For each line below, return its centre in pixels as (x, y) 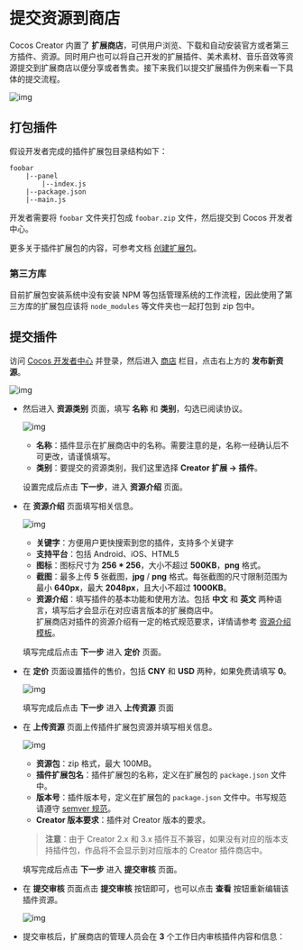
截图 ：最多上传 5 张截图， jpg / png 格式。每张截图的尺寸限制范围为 (161, 576)
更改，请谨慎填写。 (79, 456)
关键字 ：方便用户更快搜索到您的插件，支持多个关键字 (135, 543)
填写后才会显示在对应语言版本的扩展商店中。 (135, 610)
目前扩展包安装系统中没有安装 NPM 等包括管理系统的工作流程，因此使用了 (147, 295)
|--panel (42, 176)
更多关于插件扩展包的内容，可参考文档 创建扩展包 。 (105, 248)
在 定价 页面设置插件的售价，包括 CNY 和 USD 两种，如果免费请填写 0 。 (156, 671)
